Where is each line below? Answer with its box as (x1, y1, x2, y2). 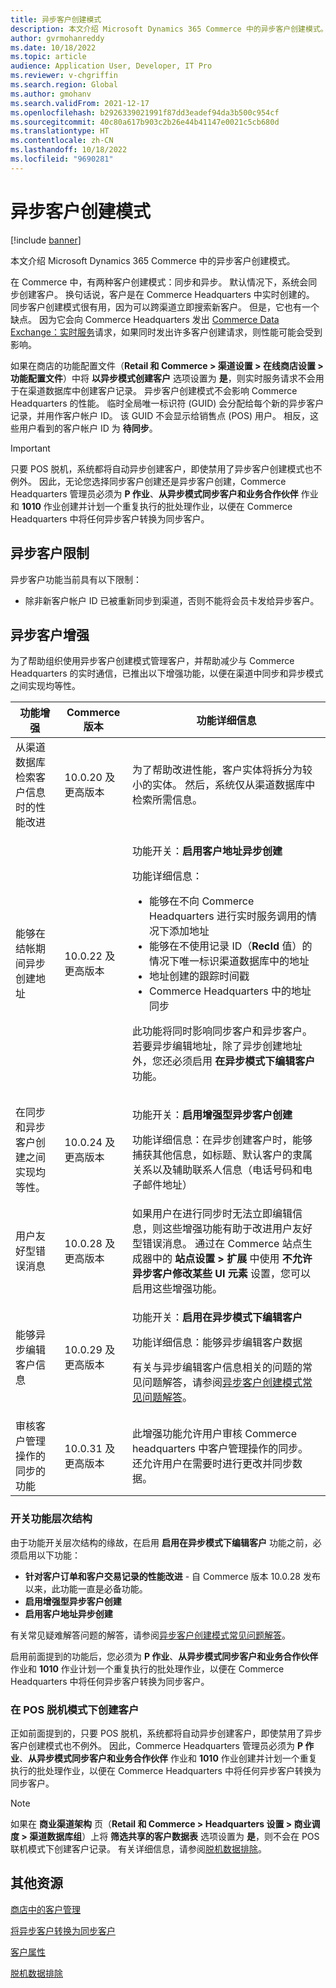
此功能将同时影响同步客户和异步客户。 (131, 1024, 313, 1038)
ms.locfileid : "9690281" (10, 154, 114, 164)
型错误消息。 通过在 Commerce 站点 (131, 1237, 303, 1251)
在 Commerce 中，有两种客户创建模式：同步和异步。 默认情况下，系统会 (10, 276, 309, 288)
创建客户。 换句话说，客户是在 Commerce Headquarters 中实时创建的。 (18, 288, 315, 300)
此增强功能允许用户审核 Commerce (131, 1427, 298, 1441)
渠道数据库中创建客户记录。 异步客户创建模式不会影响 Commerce (27, 384, 298, 396)
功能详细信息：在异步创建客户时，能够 (131, 1133, 313, 1147)
